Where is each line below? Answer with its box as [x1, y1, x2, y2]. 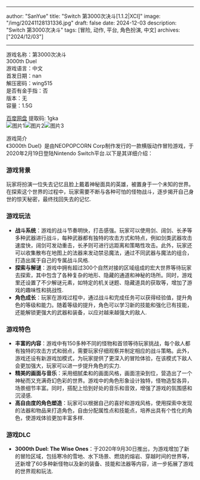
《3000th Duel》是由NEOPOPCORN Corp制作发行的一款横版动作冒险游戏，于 [6, 143, 194, 149]
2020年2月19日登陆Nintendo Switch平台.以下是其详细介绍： [6, 150, 154, 157]
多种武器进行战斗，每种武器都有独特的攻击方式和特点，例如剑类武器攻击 [14, 234, 192, 241]
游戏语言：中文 [6, 65, 43, 72]
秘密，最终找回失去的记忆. [26, 196, 92, 203]
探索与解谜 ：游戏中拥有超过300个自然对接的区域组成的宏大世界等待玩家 [14, 264, 192, 271]
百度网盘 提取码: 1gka [6, 114, 58, 122]
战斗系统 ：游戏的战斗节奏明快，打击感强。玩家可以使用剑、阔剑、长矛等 [14, 227, 192, 234]
